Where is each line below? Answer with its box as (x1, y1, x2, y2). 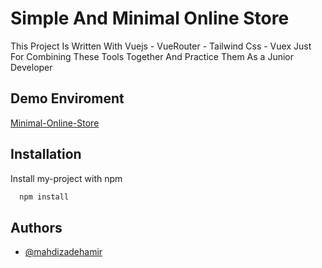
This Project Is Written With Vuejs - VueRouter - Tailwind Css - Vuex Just (10, 40, 312, 52)
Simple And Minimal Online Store (10, 7, 290, 30)
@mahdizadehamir (24, 246, 103, 258)
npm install (19, 192, 70, 202)
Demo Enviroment (10, 90, 125, 107)
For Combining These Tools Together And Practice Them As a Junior (10, 50, 294, 62)
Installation (10, 146, 82, 163)
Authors (10, 219, 63, 236)
